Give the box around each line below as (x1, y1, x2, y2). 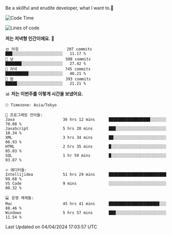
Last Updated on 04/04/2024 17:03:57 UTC (5, 224, 98, 230)
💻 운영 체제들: (5, 195, 34, 201)
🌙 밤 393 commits (5, 77, 91, 82)
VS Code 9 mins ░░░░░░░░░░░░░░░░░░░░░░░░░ (5, 181, 167, 186)
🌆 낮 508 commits (5, 57, 91, 62)
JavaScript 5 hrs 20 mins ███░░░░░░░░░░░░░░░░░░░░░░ (5, 126, 167, 131)
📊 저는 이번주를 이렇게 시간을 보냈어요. (5, 91, 84, 97)
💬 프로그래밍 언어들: (5, 113, 43, 118)
